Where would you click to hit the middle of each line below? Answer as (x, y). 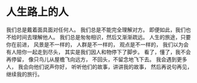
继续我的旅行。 (24, 74)
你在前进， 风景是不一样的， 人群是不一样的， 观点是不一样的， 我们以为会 (97, 44)
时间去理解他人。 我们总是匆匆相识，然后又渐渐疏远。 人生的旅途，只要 (104, 37)
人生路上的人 (38, 12)
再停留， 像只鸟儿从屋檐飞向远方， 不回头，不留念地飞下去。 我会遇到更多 (97, 59)
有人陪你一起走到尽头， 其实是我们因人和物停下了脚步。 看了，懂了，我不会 (99, 52)
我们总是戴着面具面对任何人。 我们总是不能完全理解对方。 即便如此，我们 (96, 30)
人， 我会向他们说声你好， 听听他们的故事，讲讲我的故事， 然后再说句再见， (99, 66)
